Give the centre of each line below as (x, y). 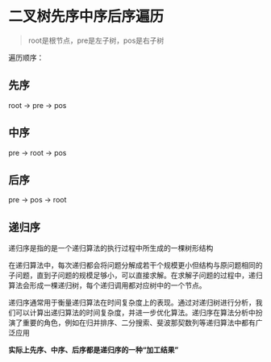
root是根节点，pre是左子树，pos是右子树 (96, 40)
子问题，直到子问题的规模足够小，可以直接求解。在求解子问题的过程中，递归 (135, 276)
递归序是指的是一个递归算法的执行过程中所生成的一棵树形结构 (111, 248)
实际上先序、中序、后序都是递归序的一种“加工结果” (94, 350)
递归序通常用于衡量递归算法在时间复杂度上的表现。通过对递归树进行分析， (132, 302)
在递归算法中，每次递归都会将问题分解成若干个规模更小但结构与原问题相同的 (135, 265)
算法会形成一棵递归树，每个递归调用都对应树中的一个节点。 (107, 285)
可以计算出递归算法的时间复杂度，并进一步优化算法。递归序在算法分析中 (135, 313)
